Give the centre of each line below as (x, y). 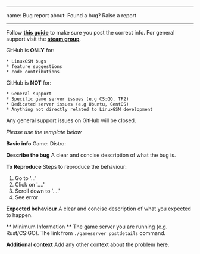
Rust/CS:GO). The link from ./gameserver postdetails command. (86, 233)
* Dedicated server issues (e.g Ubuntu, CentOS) (68, 104)
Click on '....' (30, 185)
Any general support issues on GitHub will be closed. (71, 120)
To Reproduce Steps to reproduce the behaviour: (66, 167)
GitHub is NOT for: (29, 83)
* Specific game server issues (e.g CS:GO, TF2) (68, 99)
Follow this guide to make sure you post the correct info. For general (90, 32)
